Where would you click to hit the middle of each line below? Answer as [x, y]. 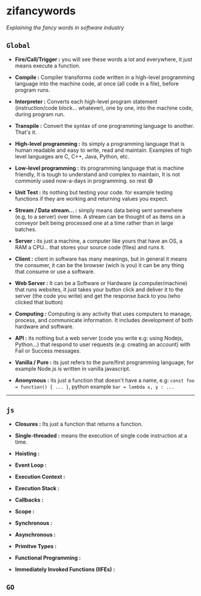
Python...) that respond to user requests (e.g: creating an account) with [103, 344]
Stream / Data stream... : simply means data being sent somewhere [99, 210]
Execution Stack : [37, 488]
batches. [26, 229]
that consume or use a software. [55, 271]
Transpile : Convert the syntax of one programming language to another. [104, 126]
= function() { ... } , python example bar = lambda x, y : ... [95, 386]
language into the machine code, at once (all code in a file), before [97, 83]
